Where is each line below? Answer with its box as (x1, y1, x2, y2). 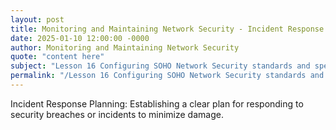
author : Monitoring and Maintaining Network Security (10, 42, 240, 53)
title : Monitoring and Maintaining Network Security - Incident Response (10, 24, 325, 34)
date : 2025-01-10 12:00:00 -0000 (10, 33, 150, 43)
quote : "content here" (10, 52, 105, 62)
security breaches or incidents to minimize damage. (10, 108, 224, 120)
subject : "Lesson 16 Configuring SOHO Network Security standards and (10, 61, 311, 71)
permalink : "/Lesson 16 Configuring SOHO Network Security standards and (10, 71, 325, 81)
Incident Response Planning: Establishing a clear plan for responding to (10, 97, 304, 110)
